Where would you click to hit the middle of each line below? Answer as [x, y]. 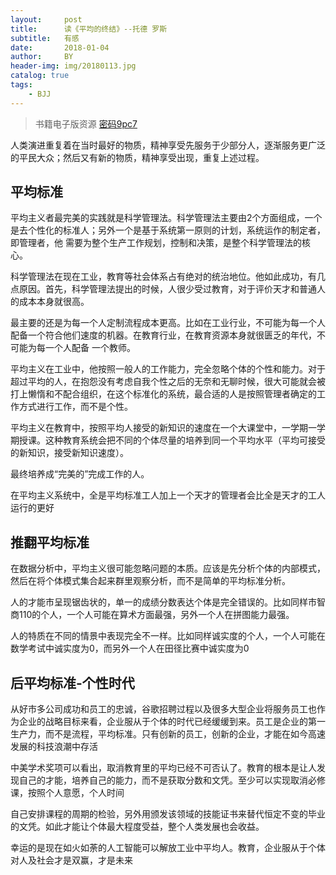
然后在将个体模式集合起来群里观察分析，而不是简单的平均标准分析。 [150, 581]
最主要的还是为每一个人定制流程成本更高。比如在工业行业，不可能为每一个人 [168, 323]
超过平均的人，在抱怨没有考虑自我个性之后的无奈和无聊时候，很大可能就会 [163, 382]
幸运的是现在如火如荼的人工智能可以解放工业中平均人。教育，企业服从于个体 [168, 848]
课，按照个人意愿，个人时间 [67, 793]
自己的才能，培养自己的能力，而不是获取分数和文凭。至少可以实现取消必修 [172, 780]
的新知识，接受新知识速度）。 [69, 453]
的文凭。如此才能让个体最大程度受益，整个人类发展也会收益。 [137, 827]
